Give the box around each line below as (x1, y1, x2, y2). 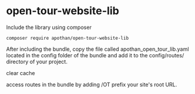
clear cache (6, 69, 36, 76)
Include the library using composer (6, 24, 92, 31)
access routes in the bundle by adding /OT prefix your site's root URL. (6, 81, 177, 88)
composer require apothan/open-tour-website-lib (6, 35, 129, 41)
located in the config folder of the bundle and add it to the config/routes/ (6, 51, 184, 59)
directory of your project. (6, 58, 68, 65)
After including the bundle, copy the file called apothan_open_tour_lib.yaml (6, 46, 189, 53)
